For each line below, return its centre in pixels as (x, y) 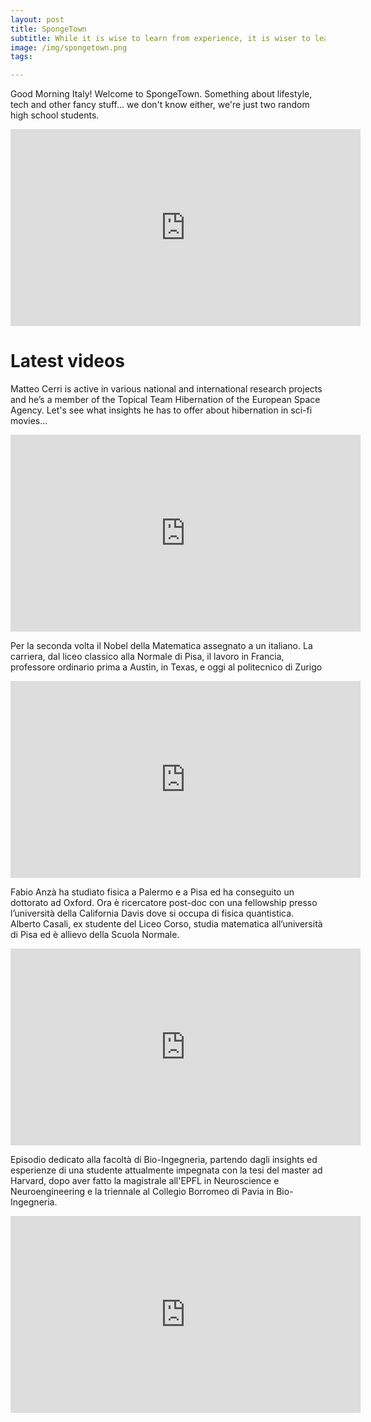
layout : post (37, 19)
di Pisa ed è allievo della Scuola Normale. (95, 935)
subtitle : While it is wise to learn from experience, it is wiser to (160, 38)
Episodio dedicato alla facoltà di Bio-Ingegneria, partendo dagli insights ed (164, 1160)
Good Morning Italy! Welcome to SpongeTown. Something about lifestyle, (161, 94)
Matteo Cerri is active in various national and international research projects (166, 389)
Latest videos (67, 361)
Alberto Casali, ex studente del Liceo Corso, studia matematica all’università (166, 924)
